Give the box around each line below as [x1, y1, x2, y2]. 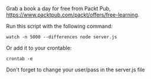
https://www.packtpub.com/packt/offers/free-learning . [6, 11, 140, 18]
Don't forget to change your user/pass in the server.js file [6, 66, 145, 73]
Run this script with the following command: [6, 23, 113, 29]
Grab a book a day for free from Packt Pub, [6, 5, 111, 12]
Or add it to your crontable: [6, 44, 72, 51]
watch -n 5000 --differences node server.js [6, 34, 117, 40]
